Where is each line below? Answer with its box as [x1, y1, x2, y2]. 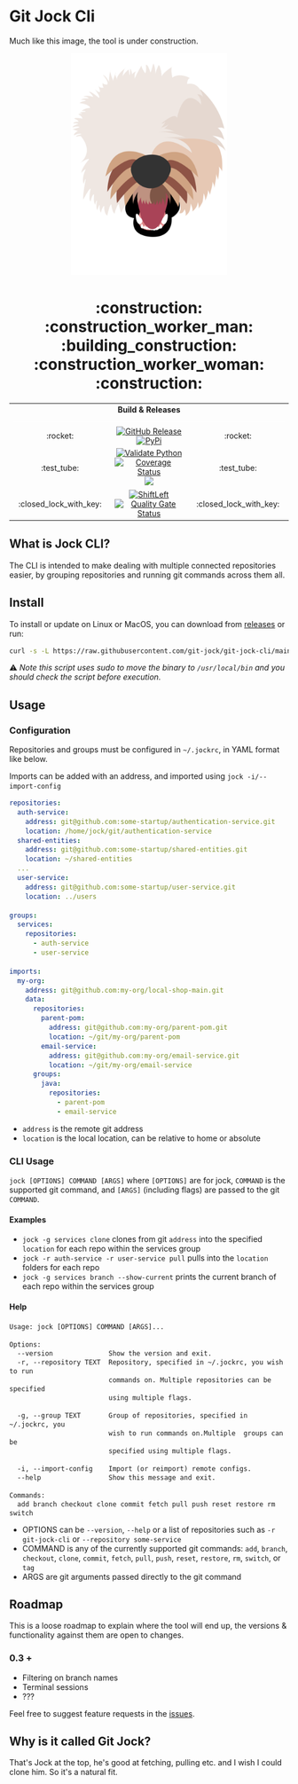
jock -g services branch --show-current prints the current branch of [21, 1271, 277, 1283]
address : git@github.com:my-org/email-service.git [48, 1051, 240, 1060]
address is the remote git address [21, 1123, 144, 1134]
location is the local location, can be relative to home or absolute [21, 1133, 262, 1143]
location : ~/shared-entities [25, 854, 133, 864]
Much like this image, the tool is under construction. [9, 35, 199, 46]
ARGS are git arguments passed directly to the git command [21, 1571, 242, 1582]
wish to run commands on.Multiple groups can [107, 1428, 284, 1438]
